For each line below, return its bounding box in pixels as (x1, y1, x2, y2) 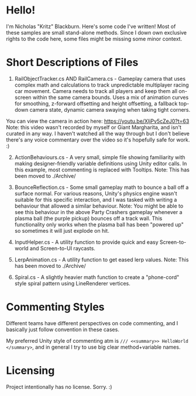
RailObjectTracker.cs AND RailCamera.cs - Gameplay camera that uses (14, 75, 186, 82)
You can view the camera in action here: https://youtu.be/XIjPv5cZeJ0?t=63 (6, 118, 190, 125)
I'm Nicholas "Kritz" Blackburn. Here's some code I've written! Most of (6, 23, 176, 30)
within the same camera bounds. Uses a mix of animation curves (32, 94, 189, 101)
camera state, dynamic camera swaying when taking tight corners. (29, 106, 191, 113)
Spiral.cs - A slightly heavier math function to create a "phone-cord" (14, 273, 180, 281)
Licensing (6, 364, 55, 377)
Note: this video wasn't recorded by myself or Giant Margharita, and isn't (6, 123, 182, 130)
